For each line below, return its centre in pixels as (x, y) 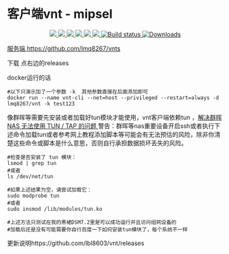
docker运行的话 (29, 77)
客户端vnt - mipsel (60, 14)
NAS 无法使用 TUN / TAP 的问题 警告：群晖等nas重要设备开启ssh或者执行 (111, 126)
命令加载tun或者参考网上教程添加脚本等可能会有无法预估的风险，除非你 (113, 134)
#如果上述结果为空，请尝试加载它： (50, 190)
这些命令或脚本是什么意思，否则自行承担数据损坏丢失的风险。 (100, 143)
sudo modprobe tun (33, 196)
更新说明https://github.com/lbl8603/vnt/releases (76, 243)
